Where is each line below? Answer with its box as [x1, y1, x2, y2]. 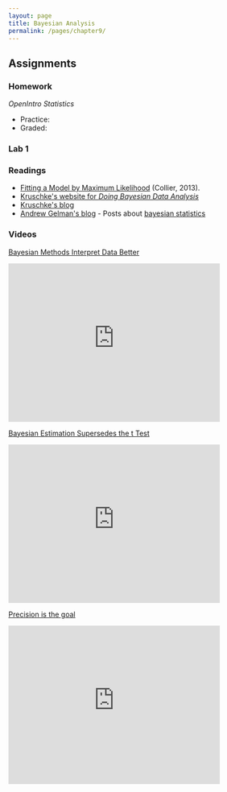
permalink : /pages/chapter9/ [8, 27, 106, 35]
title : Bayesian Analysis [8, 19, 95, 27]
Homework [8, 80, 52, 92]
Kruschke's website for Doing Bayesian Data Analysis [19, 192, 200, 201]
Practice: [19, 114, 51, 125]
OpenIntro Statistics [8, 99, 75, 109]
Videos [8, 229, 37, 240]
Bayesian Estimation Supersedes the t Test [8, 428, 151, 438]
